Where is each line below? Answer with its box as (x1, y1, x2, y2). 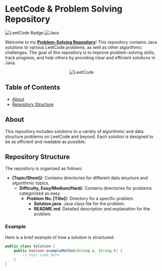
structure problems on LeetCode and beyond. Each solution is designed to (5, 134, 154, 139)
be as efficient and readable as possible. (5, 138, 86, 144)
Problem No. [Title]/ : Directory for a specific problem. (26, 196, 135, 202)
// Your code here (22, 253, 60, 258)
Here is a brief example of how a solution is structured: (5, 234, 115, 240)
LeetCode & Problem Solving (5, 3, 123, 15)
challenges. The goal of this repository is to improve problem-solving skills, (5, 50, 155, 55)
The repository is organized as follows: (5, 166, 83, 171)
